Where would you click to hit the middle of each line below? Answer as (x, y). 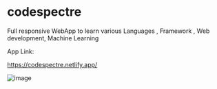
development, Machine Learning (53, 38)
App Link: (21, 51)
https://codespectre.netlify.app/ (52, 64)
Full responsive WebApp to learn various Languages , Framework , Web (108, 31)
